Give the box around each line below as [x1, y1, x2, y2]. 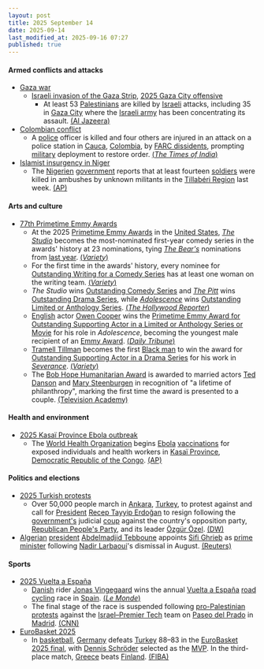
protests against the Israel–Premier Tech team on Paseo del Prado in [31, 610, 254, 619]
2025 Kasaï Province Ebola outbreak [19, 430, 138, 440]
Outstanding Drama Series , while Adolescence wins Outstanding [31, 294, 242, 303]
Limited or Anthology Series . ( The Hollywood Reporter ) [31, 303, 210, 312]
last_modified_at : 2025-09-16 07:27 [8, 33, 128, 42]
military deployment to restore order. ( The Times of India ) [31, 150, 218, 159]
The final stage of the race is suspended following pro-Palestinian [31, 602, 246, 611]
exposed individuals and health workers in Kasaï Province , [31, 447, 221, 456]
